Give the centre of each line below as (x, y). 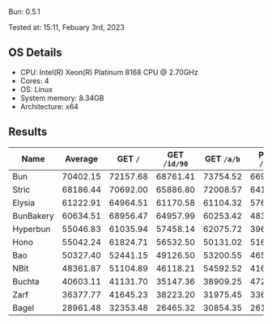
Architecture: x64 (49, 106)
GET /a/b (223, 158)
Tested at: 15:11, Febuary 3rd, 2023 (67, 27)
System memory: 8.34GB (62, 98)
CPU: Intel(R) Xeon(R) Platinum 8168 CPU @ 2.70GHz (109, 72)
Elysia (23, 203)
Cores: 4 (35, 81)
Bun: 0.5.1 (24, 12)
